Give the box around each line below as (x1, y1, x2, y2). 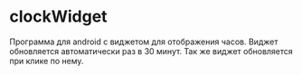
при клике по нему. (9, 55, 84, 66)
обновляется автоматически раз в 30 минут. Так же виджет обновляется (9, 45, 294, 56)
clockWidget (9, 6, 108, 27)
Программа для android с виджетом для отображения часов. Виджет (9, 36, 278, 47)
